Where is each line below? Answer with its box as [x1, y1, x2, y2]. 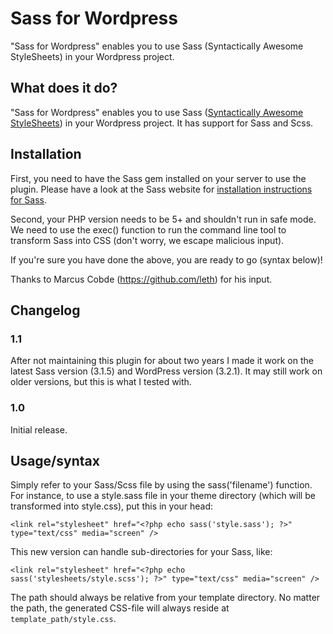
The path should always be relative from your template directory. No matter [10, 592, 321, 604]
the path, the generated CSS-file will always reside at [10, 602, 230, 614]
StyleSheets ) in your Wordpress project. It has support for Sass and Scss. [10, 117, 314, 129]
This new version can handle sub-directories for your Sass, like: [10, 546, 273, 558]
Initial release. [10, 423, 68, 436]
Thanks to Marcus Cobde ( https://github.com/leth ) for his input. [10, 273, 273, 285]
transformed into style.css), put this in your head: [10, 500, 214, 512]
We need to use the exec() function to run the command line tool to [10, 223, 287, 236]
